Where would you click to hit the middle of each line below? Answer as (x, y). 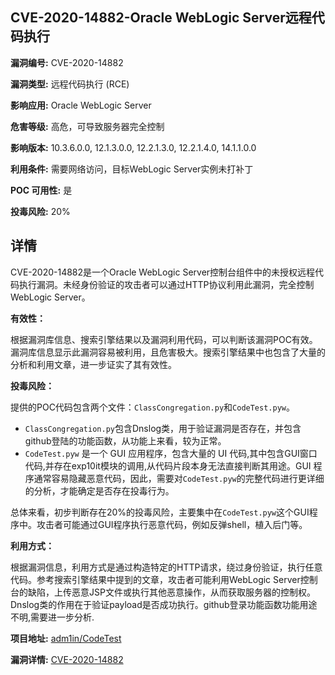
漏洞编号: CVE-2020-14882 (67, 62)
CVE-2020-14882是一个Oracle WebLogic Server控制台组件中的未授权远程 (163, 272)
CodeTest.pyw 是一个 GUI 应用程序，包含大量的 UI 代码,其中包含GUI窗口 (171, 453)
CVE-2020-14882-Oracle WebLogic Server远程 (161, 18)
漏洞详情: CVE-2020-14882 (67, 659)
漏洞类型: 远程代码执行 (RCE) (70, 84)
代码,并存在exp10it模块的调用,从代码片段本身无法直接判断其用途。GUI (168, 465)
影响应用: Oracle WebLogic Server (81, 105)
